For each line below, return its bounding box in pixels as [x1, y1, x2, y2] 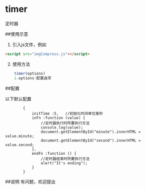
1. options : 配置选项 [14, 75, 51, 80]
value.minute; [5, 133, 35, 138]
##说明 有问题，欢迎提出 [5, 179, 56, 185]
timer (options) [14, 71, 46, 76]
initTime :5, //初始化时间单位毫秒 [31, 111, 103, 116]
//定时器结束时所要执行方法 [40, 156, 90, 161]
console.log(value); [40, 125, 83, 130]
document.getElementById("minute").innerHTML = [40, 129, 141, 134]
